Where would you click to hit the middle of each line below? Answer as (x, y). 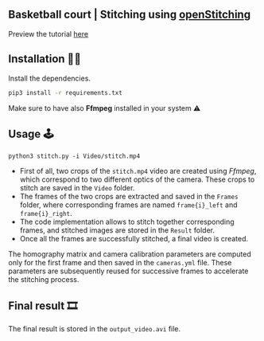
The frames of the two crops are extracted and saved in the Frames (129, 197)
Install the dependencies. (50, 78)
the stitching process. (44, 280)
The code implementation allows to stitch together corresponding (127, 222)
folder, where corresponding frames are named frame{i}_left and (128, 205)
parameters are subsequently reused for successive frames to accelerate (128, 271)
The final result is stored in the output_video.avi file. (95, 329)
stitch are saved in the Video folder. (77, 188)
